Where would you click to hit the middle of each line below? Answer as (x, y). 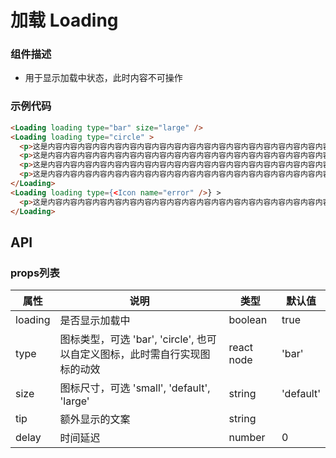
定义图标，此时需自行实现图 (145, 354)
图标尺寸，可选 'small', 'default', (135, 388)
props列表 (35, 273)
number (247, 438)
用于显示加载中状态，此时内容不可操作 (103, 78)
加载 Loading (64, 20)
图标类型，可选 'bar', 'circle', (127, 339)
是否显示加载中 (95, 321)
